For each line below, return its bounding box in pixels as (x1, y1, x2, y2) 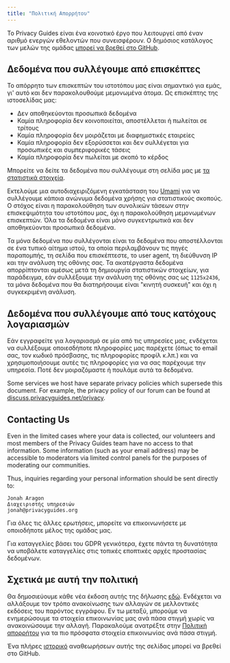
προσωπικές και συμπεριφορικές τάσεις (16, 146, 131, 154)
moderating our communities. (7, 461, 90, 469)
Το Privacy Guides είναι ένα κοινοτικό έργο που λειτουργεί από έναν (7, 29, 203, 37)
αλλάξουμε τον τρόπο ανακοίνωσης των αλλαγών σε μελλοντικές (7, 599, 199, 607)
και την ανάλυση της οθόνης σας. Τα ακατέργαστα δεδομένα (7, 259, 183, 267)
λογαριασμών (7, 318, 70, 330)
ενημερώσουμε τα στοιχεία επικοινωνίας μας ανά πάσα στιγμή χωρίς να (7, 614, 214, 622)
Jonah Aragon (7, 495, 44, 502)
